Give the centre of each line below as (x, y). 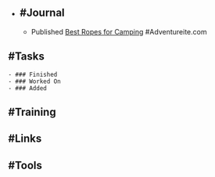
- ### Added (27, 88)
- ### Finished (33, 74)
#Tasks (27, 57)
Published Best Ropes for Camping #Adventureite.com (119, 31)
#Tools (25, 165)
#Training (32, 112)
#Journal (42, 13)
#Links (25, 139)
